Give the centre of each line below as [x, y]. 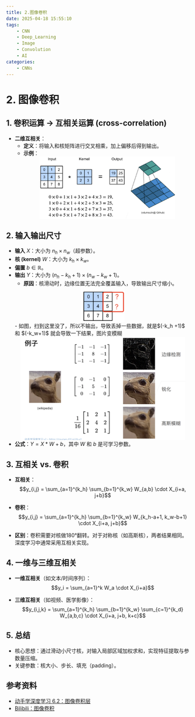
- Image [26, 43]
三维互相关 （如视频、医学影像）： [54, 600]
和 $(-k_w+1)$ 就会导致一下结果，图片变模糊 [68, 333]
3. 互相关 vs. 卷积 [37, 464]
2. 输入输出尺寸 [34, 236]
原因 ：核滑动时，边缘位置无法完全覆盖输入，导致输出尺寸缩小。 [100, 283]
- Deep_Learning [37, 37]
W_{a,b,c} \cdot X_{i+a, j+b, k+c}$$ [103, 615]
